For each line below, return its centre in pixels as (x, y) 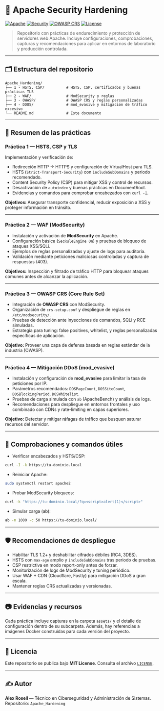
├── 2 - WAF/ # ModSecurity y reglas (60, 96)
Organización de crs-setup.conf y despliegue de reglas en (71, 310)
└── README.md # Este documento (53, 113)
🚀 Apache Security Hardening (67, 10)
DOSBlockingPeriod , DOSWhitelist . (46, 394)
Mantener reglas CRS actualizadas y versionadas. (62, 586)
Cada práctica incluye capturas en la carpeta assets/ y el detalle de (73, 621)
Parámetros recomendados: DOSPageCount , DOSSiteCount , (69, 389)
